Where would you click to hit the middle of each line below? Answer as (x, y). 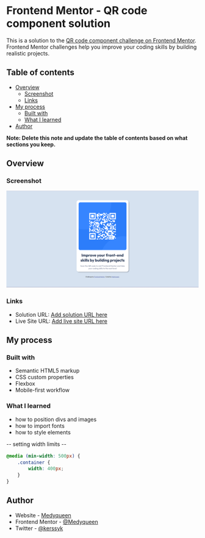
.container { (34, 462)
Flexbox (25, 384)
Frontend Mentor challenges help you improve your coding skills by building (102, 47)
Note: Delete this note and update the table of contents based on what (97, 138)
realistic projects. (28, 53)
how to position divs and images (56, 419)
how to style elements (43, 432)
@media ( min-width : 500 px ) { (43, 456)
